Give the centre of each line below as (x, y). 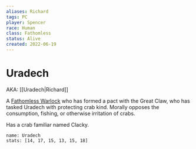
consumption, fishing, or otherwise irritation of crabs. (71, 113)
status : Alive (24, 39)
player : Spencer (26, 22)
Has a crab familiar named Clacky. (48, 124)
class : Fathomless (29, 33)
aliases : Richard (27, 11)
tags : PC (17, 17)
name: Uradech (24, 136)
